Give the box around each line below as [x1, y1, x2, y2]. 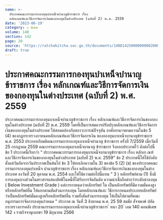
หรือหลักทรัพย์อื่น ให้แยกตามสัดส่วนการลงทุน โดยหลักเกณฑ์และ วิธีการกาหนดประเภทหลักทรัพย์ [5, 187, 157, 193]
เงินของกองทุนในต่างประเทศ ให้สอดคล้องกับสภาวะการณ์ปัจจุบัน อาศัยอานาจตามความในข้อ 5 [5, 127, 151, 134]
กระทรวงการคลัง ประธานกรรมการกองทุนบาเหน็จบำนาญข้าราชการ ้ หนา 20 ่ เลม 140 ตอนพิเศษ [5, 204, 157, 210]
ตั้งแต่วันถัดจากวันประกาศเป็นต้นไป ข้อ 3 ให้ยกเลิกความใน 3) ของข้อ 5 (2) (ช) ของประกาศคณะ [5, 160, 158, 166]
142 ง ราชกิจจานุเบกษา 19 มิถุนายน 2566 [5, 209, 74, 215]
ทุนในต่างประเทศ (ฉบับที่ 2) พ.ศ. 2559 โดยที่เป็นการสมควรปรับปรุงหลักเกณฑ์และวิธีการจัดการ [5, 122, 158, 128]
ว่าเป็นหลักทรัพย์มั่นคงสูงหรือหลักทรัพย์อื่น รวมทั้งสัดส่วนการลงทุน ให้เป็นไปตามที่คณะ [5, 193, 140, 199]
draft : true [5, 48, 29, 52]
